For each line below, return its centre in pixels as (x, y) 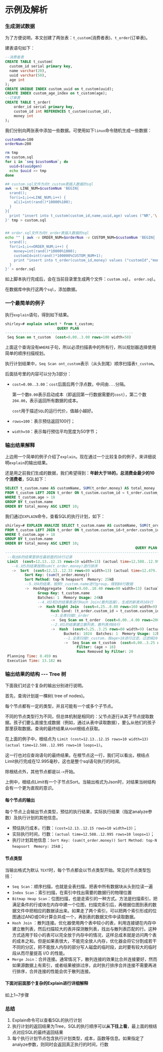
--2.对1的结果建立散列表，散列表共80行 (85, 625)
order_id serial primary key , (44, 107)
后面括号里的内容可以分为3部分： (38, 374)
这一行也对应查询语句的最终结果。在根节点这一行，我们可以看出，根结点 (77, 755)
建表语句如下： (20, 48)
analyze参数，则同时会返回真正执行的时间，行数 (60, 1044)
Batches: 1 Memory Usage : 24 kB (70, 598)
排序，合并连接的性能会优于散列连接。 (55, 971)
